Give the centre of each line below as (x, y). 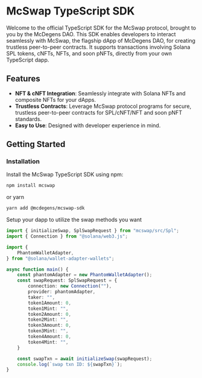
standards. (28, 119)
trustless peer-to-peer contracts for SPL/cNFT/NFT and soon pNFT (99, 112)
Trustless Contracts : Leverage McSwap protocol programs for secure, (103, 106)
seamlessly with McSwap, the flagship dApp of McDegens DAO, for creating (101, 40)
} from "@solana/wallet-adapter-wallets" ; (60, 258)
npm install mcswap (31, 186)
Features (23, 79)
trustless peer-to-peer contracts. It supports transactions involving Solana (98, 47)
